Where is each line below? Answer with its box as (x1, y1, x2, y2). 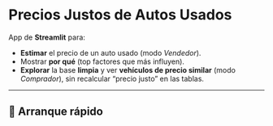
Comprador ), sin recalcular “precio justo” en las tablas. (19, 73, 205, 83)
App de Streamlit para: (8, 32, 85, 42)
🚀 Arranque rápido (8, 105, 103, 119)
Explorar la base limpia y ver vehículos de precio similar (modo (19, 65, 236, 74)
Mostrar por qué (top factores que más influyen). (19, 57, 185, 66)
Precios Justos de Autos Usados (8, 6, 232, 24)
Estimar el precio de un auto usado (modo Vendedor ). (19, 48, 201, 57)
